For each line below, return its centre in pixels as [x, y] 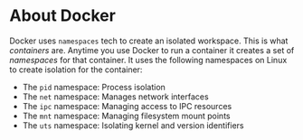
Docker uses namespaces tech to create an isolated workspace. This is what [149, 41]
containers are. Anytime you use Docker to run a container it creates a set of [152, 50]
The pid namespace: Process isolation [94, 87]
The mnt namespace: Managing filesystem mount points [126, 116]
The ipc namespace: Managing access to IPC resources [127, 106]
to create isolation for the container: [76, 70]
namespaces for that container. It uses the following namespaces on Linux [148, 60]
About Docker [62, 16]
